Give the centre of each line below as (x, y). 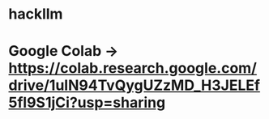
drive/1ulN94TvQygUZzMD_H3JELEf (134, 85)
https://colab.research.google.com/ (133, 68)
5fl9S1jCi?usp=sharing (87, 103)
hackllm (36, 14)
